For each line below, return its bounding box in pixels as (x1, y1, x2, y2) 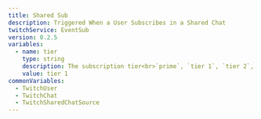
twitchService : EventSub (8, 26, 89, 34)
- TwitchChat (15, 92, 58, 99)
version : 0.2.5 (8, 33, 58, 41)
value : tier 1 (22, 70, 68, 78)
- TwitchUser (15, 84, 58, 92)
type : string (22, 56, 65, 63)
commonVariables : (8, 77, 65, 85)
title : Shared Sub (8, 11, 68, 20)
